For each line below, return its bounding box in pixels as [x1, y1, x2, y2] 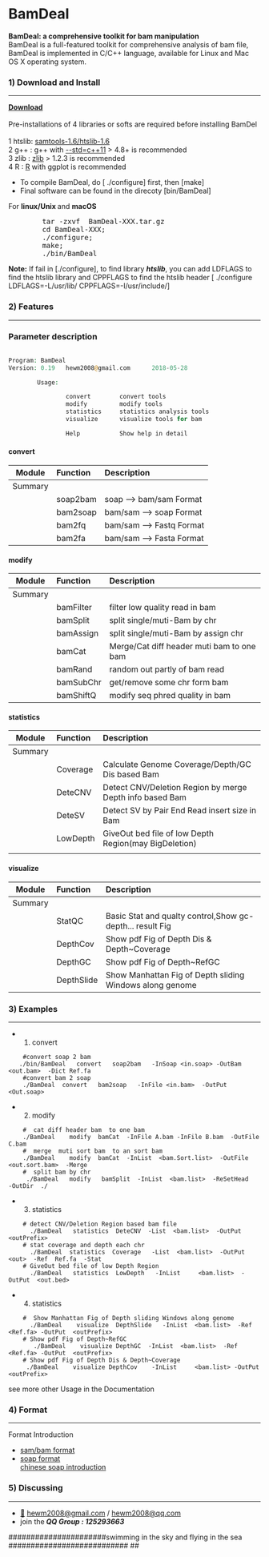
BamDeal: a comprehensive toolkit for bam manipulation [8, 31, 199, 41]
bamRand [56, 664, 93, 675]
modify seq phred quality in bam [109, 690, 231, 701]
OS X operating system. [8, 57, 86, 66]
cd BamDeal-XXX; [42, 225, 106, 235]
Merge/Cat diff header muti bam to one [109, 641, 256, 652]
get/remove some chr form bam [109, 677, 229, 688]
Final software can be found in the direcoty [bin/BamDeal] [19, 186, 211, 196]
